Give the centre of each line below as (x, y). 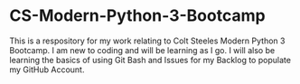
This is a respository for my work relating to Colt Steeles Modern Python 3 (147, 41)
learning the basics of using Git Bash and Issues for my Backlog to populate (150, 60)
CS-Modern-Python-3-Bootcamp (137, 16)
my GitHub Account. (47, 70)
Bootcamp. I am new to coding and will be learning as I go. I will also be (142, 50)
